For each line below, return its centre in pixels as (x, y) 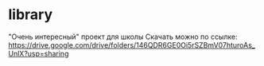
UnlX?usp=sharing (39, 53)
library (31, 15)
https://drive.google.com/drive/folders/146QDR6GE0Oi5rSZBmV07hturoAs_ (132, 45)
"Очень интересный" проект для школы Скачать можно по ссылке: (123, 37)
